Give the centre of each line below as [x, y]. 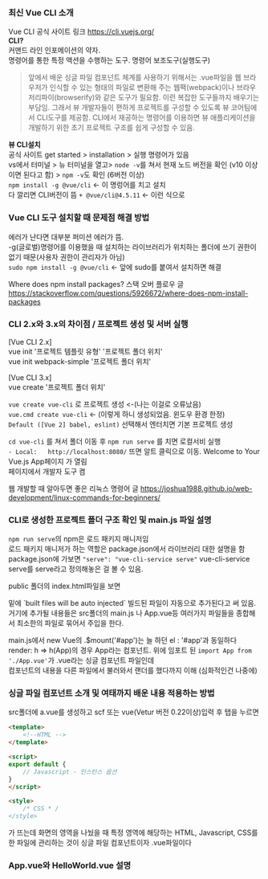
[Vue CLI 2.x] [30, 341]
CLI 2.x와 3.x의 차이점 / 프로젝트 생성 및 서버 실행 [98, 324]
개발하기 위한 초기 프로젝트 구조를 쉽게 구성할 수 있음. [111, 128]
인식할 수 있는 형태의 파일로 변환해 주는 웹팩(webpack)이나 [142, 88]
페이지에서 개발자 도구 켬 [47, 471]
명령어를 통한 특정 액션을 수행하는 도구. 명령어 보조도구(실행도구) [110, 60]
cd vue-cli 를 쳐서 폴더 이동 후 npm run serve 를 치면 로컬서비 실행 [115, 441]
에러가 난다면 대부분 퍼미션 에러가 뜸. [66, 237]
